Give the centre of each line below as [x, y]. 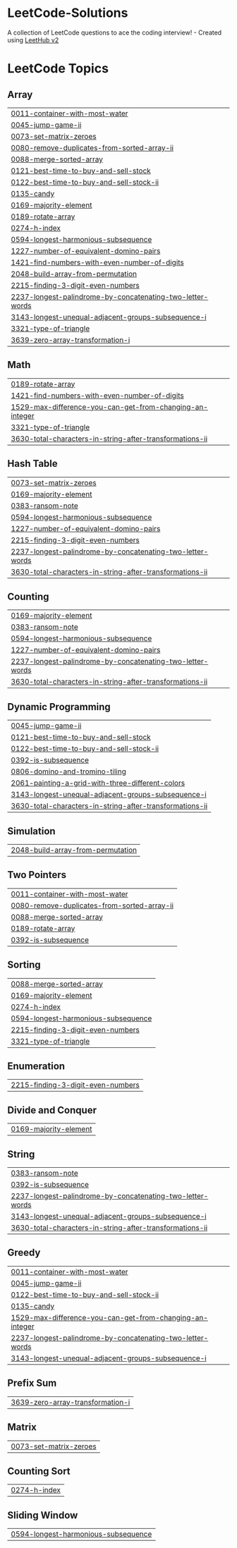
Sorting [24, 965]
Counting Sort [39, 1471]
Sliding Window [43, 1515]
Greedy [24, 1253]
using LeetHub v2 [33, 39]
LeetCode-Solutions [68, 13]
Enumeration [36, 1066]
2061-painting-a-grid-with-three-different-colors [98, 783]
